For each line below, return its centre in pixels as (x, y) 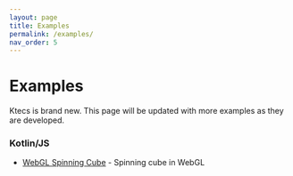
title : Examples (39, 26)
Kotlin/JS (29, 143)
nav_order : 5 (33, 42)
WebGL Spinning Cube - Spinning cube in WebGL (113, 163)
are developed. (37, 120)
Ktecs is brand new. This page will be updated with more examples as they (146, 111)
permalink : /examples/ (51, 34)
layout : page (33, 17)
